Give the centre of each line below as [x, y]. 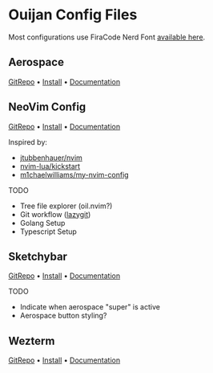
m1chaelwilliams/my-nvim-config [74, 174]
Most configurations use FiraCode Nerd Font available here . [107, 37]
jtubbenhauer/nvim [51, 158]
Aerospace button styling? [63, 316]
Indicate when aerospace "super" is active [90, 307]
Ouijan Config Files [73, 15]
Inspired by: [28, 141]
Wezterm [32, 340]
